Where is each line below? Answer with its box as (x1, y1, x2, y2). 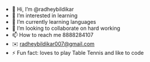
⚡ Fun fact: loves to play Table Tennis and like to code (11, 49, 144, 56)
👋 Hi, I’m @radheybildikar (11, 6, 74, 13)
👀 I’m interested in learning (11, 12, 78, 19)
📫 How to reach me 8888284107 (11, 32, 94, 38)
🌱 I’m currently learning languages (11, 18, 96, 25)
